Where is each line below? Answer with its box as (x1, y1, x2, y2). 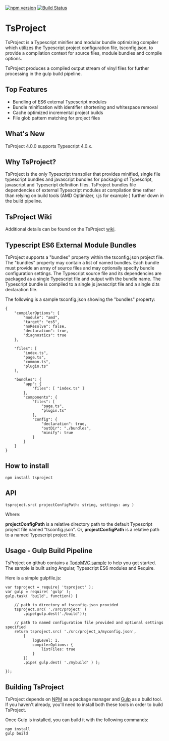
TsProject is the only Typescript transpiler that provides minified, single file (5, 171, 160, 177)
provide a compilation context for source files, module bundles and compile (5, 50, 162, 56)
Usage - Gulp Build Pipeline (5, 547, 93, 555)
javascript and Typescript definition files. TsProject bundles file (5, 182, 136, 188)
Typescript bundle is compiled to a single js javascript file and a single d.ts (5, 281, 160, 287)
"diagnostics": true (23, 333, 67, 338)
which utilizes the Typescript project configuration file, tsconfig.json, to (5, 45, 153, 51)
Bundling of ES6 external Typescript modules (12, 99, 107, 105)
